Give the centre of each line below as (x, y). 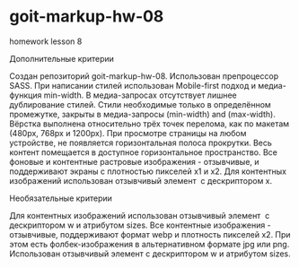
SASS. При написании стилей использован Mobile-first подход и (133, 85)
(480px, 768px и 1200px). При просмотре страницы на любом (128, 133)
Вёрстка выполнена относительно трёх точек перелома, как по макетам (149, 124)
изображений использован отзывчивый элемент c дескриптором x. (141, 180)
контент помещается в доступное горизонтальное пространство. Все (144, 152)
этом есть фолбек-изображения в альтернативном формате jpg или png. (149, 244)
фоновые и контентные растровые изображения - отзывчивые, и (134, 161)
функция (26, 95)
